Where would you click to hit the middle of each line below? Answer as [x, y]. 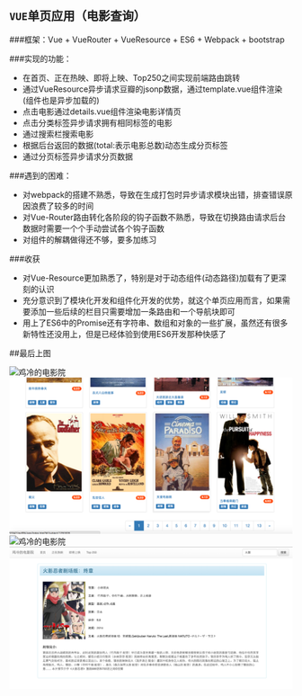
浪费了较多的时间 [62, 206]
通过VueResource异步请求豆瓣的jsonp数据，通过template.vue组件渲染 [152, 89]
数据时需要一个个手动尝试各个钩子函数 [93, 228]
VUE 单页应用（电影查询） [78, 16]
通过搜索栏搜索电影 [58, 134]
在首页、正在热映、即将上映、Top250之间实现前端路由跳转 [131, 77]
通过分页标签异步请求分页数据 [77, 156]
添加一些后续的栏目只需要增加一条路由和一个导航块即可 [133, 311]
